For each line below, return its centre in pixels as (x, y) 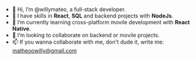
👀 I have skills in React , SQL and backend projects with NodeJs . (93, 16)
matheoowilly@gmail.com (44, 51)
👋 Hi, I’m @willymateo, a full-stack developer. (69, 9)
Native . (22, 28)
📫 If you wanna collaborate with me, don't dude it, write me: (88, 42)
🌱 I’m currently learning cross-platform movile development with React (101, 22)
